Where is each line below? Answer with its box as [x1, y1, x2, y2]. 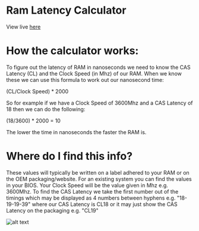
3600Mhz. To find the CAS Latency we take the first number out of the [6, 188, 179, 195]
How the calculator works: [6, 44, 139, 58]
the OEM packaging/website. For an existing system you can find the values [6, 175, 192, 182]
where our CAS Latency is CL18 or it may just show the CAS [31, 200, 178, 208]
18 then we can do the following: [6, 105, 86, 113]
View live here [6, 23, 41, 30]
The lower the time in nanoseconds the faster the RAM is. [6, 128, 147, 135]
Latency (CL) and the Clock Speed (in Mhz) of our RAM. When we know [6, 69, 182, 77]
